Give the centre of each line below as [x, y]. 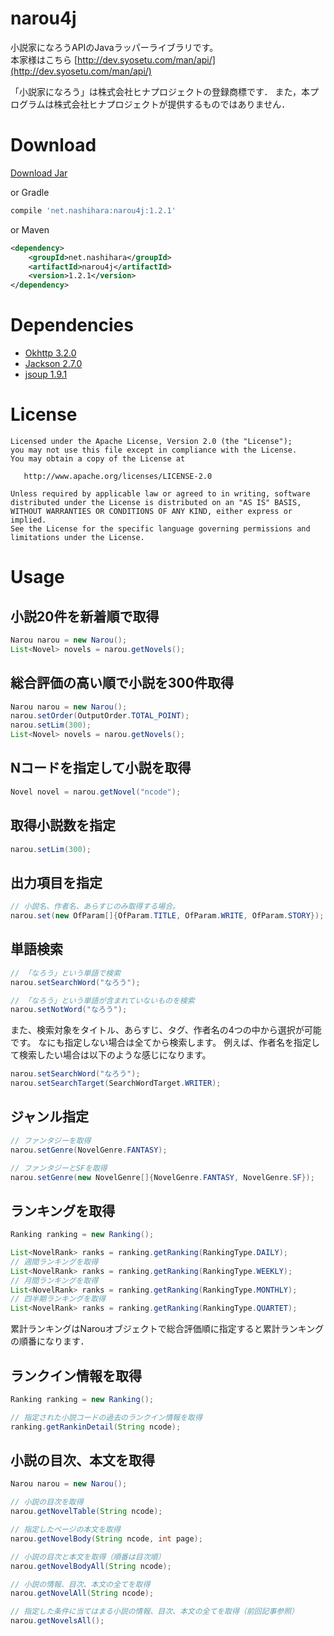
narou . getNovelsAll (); [57, 1621]
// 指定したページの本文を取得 [65, 1530]
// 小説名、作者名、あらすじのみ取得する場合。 [95, 907]
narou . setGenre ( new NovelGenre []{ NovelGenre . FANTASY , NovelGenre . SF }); [162, 1177]
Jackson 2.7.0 [53, 364]
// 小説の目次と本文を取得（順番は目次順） [88, 1557]
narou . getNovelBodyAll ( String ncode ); [91, 1566]
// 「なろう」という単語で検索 [66, 973]
